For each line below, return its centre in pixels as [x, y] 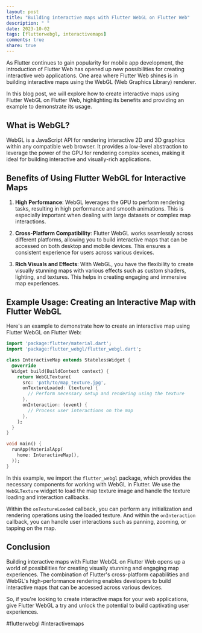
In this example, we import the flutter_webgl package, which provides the [99, 478]
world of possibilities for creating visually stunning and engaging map [93, 568]
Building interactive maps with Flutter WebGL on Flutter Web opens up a [96, 561]
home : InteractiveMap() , [48, 455]
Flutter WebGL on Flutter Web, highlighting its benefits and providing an [95, 100]
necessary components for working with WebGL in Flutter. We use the [93, 484]
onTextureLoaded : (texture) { [60, 388]
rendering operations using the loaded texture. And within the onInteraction [101, 515]
